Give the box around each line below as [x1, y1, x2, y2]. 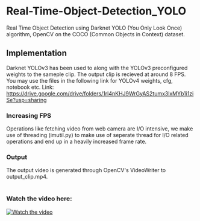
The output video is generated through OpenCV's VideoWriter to [6, 167, 166, 174]
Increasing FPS [6, 111, 51, 120]
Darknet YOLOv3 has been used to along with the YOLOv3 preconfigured [6, 64, 188, 71]
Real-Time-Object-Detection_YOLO [6, 4, 187, 18]
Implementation [6, 48, 67, 59]
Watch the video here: [6, 194, 72, 203]
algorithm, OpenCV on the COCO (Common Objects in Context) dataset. [6, 30, 185, 37]
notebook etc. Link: [6, 83, 54, 91]
